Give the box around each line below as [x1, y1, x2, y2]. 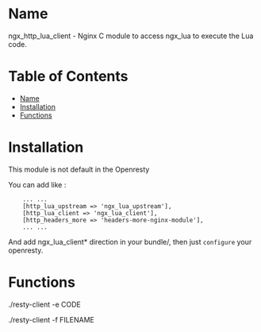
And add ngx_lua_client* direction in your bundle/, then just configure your [8, 237, 252, 246]
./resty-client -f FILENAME [8, 315, 95, 324]
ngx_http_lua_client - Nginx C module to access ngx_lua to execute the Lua [8, 31, 254, 41]
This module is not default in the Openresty [8, 164, 150, 174]
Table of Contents [8, 68, 129, 86]
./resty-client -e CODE [8, 299, 81, 309]
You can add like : [8, 180, 67, 189]
